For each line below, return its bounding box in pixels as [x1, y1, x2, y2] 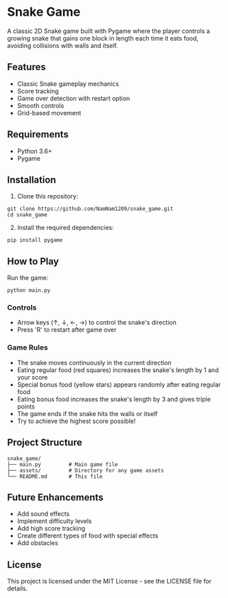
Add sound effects [16, 509, 70, 518]
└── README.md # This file [7, 473, 103, 480]
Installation [7, 174, 56, 185]
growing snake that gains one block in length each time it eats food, [7, 34, 199, 42]
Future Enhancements [7, 492, 104, 503]
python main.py [7, 287, 51, 294]
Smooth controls [16, 101, 65, 110]
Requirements [7, 128, 69, 141]
